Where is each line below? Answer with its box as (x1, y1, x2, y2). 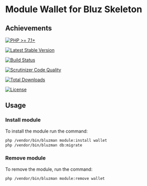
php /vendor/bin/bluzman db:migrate (5, 142, 82, 148)
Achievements (5, 24, 52, 33)
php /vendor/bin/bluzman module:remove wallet (5, 176, 105, 181)
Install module (5, 116, 41, 123)
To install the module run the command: (5, 128, 88, 134)
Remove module (5, 154, 46, 162)
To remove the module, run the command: (5, 166, 92, 172)
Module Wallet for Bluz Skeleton (5, 4, 142, 15)
